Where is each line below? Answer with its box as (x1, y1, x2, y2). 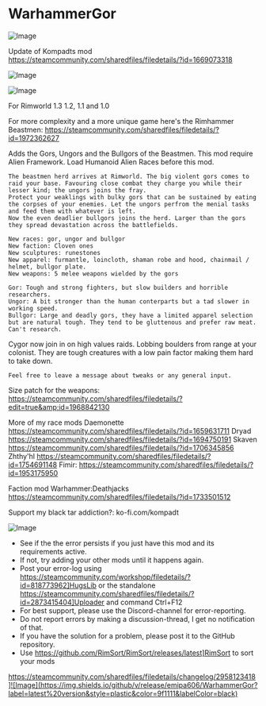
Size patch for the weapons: (8, 385, 101, 395)
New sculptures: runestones (8, 249, 101, 257)
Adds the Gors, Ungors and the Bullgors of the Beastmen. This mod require (8, 149, 253, 158)
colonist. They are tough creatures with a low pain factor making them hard (8, 347, 253, 357)
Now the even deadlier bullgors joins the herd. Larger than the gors (8, 214, 246, 222)
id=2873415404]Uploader (19, 597, 105, 607)
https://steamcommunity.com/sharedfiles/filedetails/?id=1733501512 (8, 492, 231, 501)
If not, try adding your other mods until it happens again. (19, 555, 204, 565)
